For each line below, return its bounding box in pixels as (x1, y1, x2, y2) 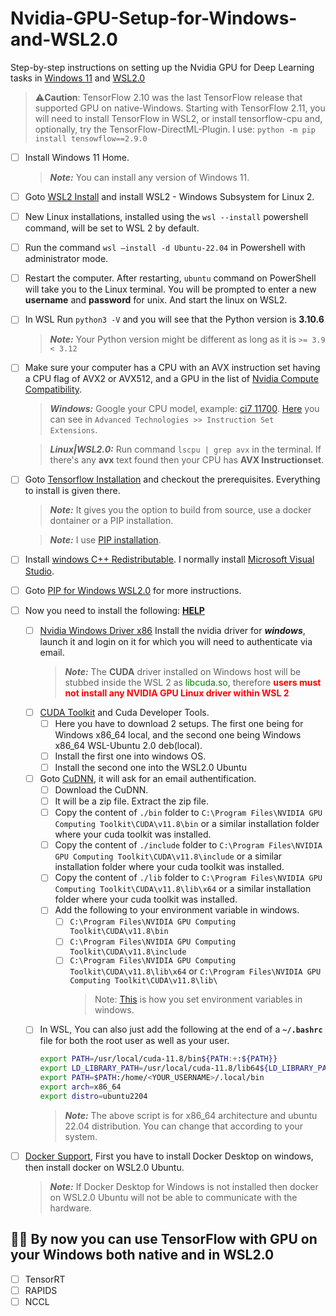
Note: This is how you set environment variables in (94, 993, 303, 1006)
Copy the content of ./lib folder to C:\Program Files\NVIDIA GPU (54, 872, 323, 884)
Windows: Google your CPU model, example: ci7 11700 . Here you (49, 403, 320, 415)
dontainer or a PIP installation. (49, 515, 174, 527)
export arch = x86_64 (39, 1082, 122, 1092)
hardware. (49, 1202, 92, 1214)
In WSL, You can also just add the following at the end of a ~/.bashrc (39, 1023, 323, 1036)
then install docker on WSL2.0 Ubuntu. (24, 1161, 185, 1173)
